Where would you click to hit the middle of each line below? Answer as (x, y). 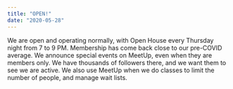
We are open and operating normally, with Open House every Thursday (111, 40)
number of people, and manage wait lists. (68, 77)
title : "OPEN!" (30, 14)
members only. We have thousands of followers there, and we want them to (117, 62)
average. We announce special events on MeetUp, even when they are (110, 55)
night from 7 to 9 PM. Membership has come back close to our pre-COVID (115, 48)
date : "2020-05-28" (36, 20)
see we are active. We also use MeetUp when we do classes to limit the (111, 70)
